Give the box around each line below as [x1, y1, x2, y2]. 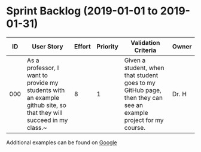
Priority [96, 42, 118, 50]
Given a [124, 56, 146, 64]
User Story [32, 42, 64, 50]
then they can [124, 93, 163, 102]
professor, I [26, 63, 59, 72]
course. [124, 123, 145, 132]
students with [26, 86, 65, 94]
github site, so [26, 101, 67, 109]
